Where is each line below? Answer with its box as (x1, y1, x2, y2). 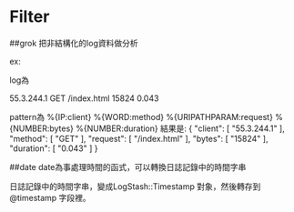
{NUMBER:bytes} (9, 123, 75, 134)
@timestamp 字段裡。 (9, 192, 91, 203)
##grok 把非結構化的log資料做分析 (9, 37, 138, 48)
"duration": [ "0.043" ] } (9, 143, 98, 154)
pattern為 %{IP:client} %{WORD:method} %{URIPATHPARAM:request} (9, 111, 273, 122)
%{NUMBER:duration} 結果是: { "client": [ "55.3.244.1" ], (76, 123, 285, 134)
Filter (9, 6, 50, 27)
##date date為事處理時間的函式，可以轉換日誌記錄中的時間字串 (9, 161, 247, 172)
